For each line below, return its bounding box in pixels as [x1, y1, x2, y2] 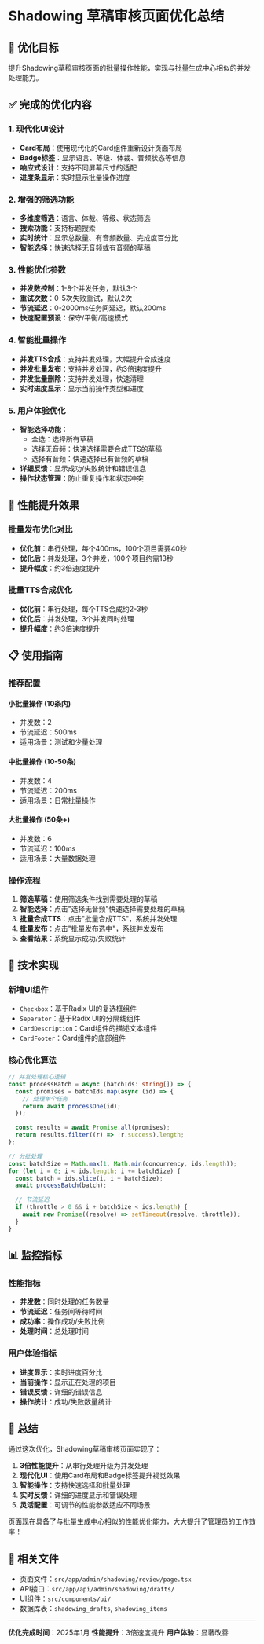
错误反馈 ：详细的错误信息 [19, 1387, 103, 1397]
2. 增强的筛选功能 [8, 194, 75, 205]
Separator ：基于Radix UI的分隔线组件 [19, 1013, 141, 1023]
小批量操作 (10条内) [8, 698, 71, 708]
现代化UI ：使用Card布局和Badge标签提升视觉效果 [19, 1470, 181, 1481]
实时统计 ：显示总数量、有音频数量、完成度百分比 [19, 233, 178, 242]
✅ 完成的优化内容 [8, 98, 92, 112]
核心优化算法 [8, 1054, 57, 1065]
